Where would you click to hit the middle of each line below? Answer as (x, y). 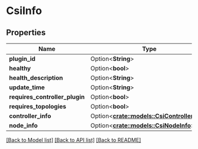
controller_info (30, 116)
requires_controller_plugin (47, 97)
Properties (26, 33)
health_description (36, 78)
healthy (20, 68)
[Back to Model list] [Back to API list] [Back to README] (74, 140)
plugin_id (22, 59)
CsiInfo (24, 11)
